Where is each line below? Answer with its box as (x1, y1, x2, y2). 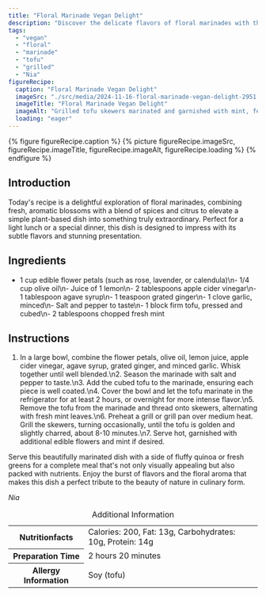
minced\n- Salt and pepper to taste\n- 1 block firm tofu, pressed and (19, 300, 243, 310)
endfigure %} (8, 153, 52, 162)
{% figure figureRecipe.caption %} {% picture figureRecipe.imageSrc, (8, 136, 236, 146)
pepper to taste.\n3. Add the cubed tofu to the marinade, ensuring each (19, 378, 254, 388)
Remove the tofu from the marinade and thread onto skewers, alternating (19, 403, 258, 413)
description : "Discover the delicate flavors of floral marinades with (8, 19, 249, 27)
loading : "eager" (15, 115, 73, 123)
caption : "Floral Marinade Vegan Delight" (15, 85, 158, 94)
